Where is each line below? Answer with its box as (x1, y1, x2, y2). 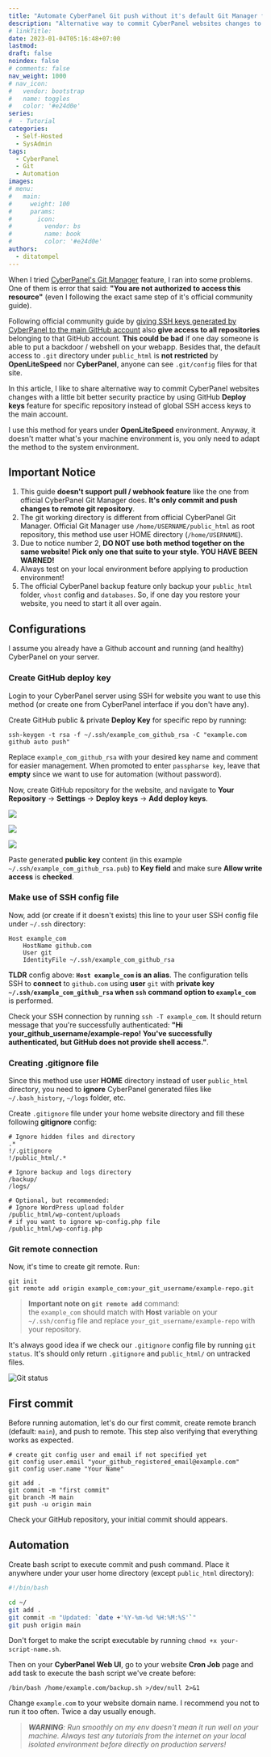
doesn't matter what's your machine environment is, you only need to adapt (8, 434, 260, 443)
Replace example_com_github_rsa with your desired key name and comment (8, 751, 258, 761)
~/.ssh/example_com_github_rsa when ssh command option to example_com (8, 987, 256, 997)
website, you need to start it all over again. (19, 599, 161, 608)
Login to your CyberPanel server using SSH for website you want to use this (8, 691, 261, 701)
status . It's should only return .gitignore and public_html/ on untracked (8, 1348, 251, 1359)
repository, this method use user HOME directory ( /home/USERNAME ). (19, 530, 244, 540)
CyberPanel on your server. (8, 652, 100, 662)
